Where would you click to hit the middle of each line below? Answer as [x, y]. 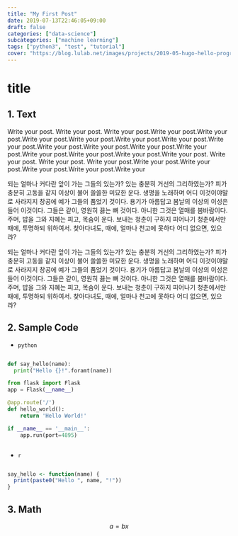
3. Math [25, 509]
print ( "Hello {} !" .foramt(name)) [63, 370]
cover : [17, 54]
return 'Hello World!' [53, 416]
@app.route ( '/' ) [31, 403]
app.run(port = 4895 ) [49, 435]
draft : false [27, 27]
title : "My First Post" [42, 14]
